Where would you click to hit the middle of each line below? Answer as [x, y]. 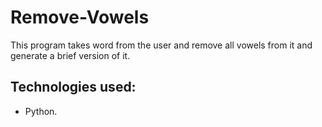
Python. [41, 111]
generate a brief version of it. [70, 55]
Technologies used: [73, 87]
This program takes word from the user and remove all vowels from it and [161, 45]
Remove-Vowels [80, 17]
